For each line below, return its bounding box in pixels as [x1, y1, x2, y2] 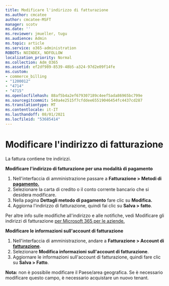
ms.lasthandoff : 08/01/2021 [5, 112, 65, 117]
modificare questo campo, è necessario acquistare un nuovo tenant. [5, 274, 149, 281]
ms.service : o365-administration [5, 45, 77, 51]
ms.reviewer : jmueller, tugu [5, 31, 67, 36]
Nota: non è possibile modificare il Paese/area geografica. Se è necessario [5, 269, 163, 275]
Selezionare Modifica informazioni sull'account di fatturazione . [12, 248, 149, 254]
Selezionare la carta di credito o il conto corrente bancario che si [12, 186, 149, 192]
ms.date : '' [5, 27, 31, 32]
